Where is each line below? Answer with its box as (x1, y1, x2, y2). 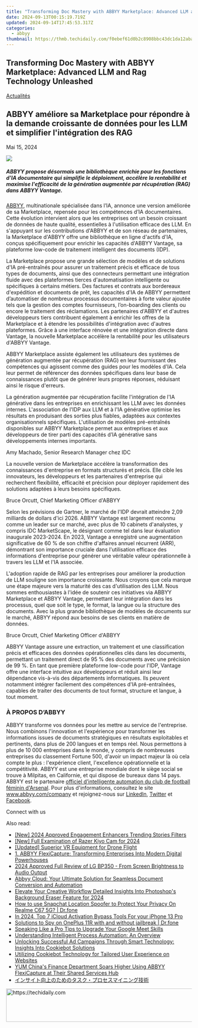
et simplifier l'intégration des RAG (6, 128, 133, 138)
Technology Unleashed (6, 76, 93, 86)
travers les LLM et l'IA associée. (6, 558, 84, 565)
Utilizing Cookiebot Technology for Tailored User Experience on (14, 950, 170, 958)
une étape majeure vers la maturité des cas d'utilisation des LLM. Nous (6, 582, 179, 589)
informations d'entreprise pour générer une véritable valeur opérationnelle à (6, 552, 191, 559)
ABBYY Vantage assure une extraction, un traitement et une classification (6, 643, 184, 650)
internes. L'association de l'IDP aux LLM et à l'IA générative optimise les (6, 406, 181, 413)
